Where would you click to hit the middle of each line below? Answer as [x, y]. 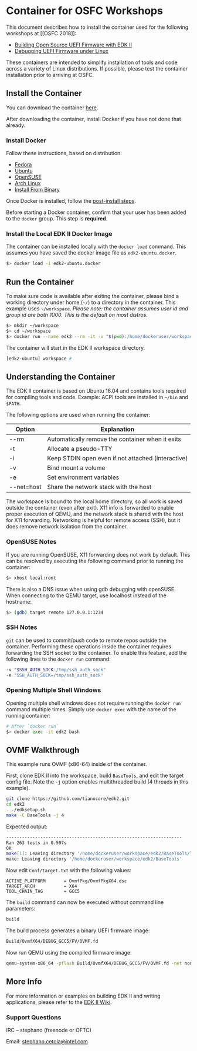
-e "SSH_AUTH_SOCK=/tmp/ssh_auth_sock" [55, 675]
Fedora [23, 165]
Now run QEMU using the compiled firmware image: [69, 952]
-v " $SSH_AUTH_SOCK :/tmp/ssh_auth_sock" [56, 670]
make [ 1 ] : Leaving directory [40, 853]
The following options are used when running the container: [78, 415]
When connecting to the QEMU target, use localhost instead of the [86, 595]
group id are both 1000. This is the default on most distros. [77, 315]
